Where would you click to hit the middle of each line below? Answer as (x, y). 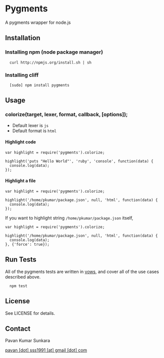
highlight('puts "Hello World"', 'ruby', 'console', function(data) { (79, 161)
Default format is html (34, 131)
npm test (19, 286)
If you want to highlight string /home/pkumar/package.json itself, (69, 218)
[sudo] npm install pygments (40, 85)
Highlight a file (20, 181)
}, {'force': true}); (27, 245)
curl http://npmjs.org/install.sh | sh (51, 63)
